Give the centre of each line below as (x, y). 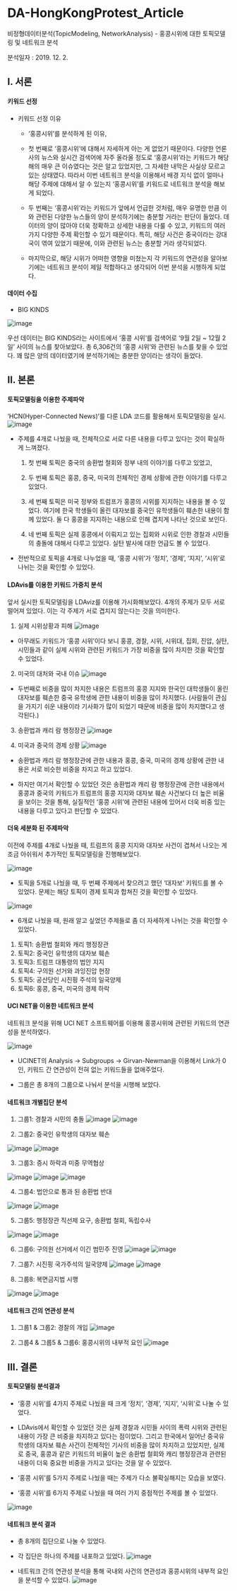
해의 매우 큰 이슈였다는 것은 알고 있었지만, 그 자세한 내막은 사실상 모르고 (127, 166)
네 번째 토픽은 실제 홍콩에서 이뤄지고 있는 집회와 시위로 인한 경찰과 (119, 534)
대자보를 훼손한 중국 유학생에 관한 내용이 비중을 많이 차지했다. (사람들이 (115, 697)
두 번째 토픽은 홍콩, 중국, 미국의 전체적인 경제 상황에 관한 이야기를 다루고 (128, 478)
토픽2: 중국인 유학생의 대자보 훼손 (64, 953)
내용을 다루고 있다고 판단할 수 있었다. (68, 810)
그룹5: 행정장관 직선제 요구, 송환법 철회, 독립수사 (84, 1220)
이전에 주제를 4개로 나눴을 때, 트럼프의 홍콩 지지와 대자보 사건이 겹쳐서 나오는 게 (117, 845)
